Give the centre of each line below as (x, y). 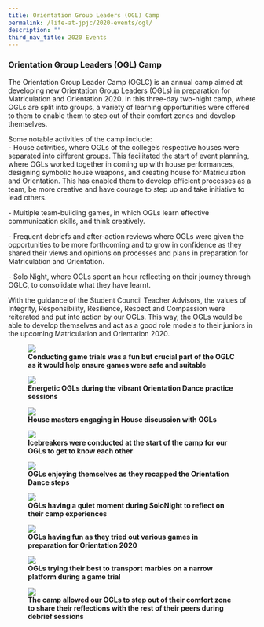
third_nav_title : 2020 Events (58, 37)
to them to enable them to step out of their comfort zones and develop (122, 115)
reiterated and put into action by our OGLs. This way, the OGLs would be (125, 317)
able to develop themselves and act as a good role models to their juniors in (130, 325)
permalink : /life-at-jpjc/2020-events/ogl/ (81, 23)
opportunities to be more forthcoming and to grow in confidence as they (125, 244)
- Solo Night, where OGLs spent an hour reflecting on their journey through (130, 277)
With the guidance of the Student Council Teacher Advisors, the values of (127, 300)
